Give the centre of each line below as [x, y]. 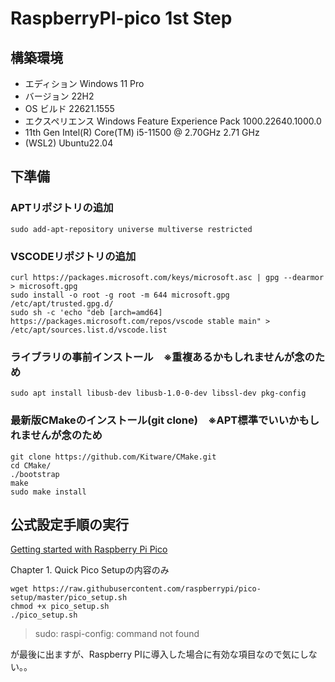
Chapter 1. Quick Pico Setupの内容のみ [90, 570]
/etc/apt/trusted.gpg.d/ [62, 303]
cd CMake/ [31, 465]
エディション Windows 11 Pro [84, 83]
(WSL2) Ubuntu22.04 [69, 143]
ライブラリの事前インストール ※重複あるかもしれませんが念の [162, 357]
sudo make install [48, 492]
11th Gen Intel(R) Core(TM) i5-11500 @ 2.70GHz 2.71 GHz [142, 132]
